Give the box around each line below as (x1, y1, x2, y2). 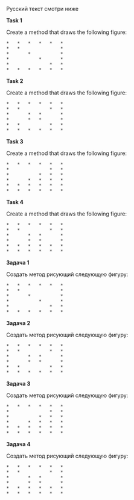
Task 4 (6, 199, 24, 205)
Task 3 (6, 138, 24, 145)
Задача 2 (6, 320, 31, 326)
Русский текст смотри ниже (6, 5, 79, 12)
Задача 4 (6, 441, 31, 447)
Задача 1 (6, 259, 30, 266)
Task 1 (6, 17, 22, 24)
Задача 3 (6, 380, 31, 387)
